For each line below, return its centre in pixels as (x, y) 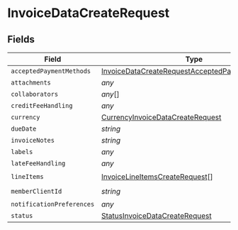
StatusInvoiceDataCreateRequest (157, 216)
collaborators (35, 94)
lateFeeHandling (38, 164)
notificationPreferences (53, 204)
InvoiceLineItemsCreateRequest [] (157, 177)
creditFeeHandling (42, 105)
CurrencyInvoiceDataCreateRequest (161, 117)
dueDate (24, 129)
